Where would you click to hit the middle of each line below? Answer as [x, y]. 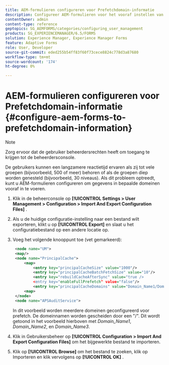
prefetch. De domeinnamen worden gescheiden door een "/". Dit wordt [86, 316]
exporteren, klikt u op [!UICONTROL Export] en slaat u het [73, 225]
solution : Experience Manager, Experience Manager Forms [66, 38]
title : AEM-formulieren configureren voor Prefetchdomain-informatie [80, 10]
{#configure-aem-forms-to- [66, 117]
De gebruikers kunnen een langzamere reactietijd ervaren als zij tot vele [80, 167]
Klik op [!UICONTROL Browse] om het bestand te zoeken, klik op [80, 351]
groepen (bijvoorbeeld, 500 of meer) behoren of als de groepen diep [77, 173]
